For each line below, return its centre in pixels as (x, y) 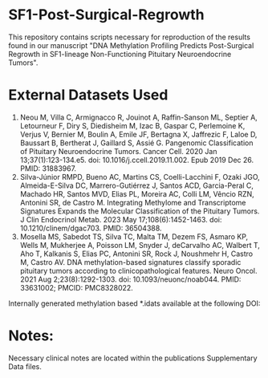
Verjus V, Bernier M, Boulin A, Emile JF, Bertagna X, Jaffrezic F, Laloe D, (138, 134)
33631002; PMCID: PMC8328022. (77, 287)
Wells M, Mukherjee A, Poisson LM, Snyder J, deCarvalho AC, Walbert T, (140, 245)
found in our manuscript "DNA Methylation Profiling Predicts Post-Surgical (131, 45)
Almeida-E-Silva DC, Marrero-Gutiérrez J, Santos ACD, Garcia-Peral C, (137, 185)
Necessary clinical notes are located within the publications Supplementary (133, 358)
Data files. (25, 366)
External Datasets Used (88, 95)
